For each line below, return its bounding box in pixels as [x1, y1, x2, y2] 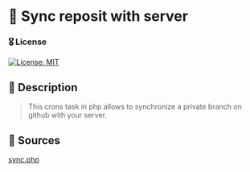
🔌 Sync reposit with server [8, 7, 189, 26]
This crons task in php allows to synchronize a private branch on [27, 102, 243, 111]
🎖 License [8, 36, 47, 47]
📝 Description [8, 80, 78, 94]
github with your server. [27, 110, 107, 120]
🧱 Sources [8, 134, 61, 147]
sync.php [8, 155, 39, 165]
